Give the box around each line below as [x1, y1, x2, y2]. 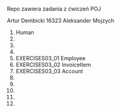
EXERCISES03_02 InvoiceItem [15, 61, 91, 68]
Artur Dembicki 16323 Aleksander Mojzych [7, 17, 115, 24]
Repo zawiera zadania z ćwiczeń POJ [7, 5, 101, 12]
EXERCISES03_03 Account [15, 68, 83, 75]
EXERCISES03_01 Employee [15, 55, 86, 61]
